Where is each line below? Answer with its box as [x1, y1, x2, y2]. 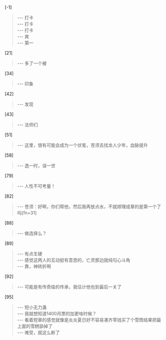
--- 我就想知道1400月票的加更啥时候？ [17, 311, 97, 316]
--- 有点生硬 [17, 251, 43, 256]
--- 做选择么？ [17, 230, 47, 236]
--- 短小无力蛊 [17, 304, 47, 310]
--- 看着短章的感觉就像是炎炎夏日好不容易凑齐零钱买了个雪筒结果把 [17, 317, 157, 323]
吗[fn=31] [17, 210, 37, 216]
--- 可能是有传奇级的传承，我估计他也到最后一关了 [17, 284, 122, 290]
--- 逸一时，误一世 [17, 163, 56, 168]
